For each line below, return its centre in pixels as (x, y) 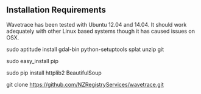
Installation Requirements (56, 10)
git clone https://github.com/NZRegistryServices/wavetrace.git (85, 84)
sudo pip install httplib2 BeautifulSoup (54, 73)
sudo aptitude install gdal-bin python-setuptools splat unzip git (85, 49)
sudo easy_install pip (33, 61)
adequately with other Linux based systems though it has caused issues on (101, 31)
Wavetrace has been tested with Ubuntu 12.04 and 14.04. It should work (97, 24)
